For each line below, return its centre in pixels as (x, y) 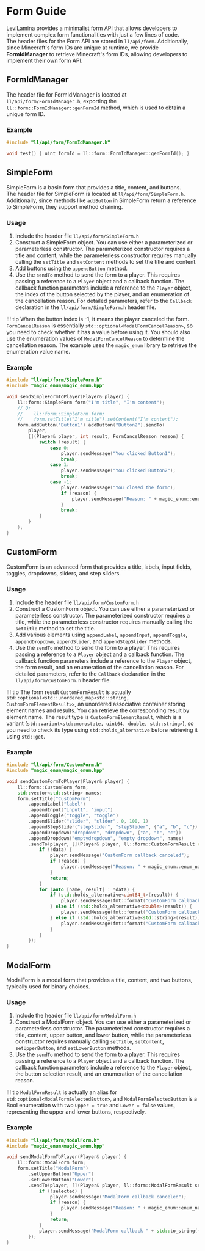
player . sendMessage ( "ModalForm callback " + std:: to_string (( (120, 1231)
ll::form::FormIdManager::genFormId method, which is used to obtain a (96, 108)
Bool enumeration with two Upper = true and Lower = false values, (91, 1105)
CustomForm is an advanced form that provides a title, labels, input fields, (99, 567)
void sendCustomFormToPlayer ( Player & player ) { (68, 781)
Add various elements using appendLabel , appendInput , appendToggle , (101, 635)
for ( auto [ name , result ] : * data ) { (87, 889)
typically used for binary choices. (48, 987)
